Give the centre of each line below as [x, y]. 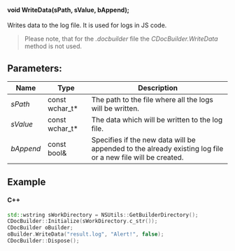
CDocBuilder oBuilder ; [40, 228]
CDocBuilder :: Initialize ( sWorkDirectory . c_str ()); [83, 221]
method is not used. [53, 46]
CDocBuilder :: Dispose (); [43, 241]
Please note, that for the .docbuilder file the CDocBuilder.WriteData [121, 39]
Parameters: [35, 68]
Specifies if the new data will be [143, 140]
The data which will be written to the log [157, 120]
